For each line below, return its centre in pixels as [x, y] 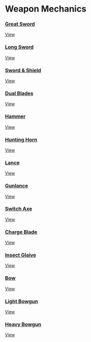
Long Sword [19, 47]
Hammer [15, 116]
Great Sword [20, 24]
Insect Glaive [21, 255]
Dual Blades [19, 93]
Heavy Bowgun [23, 324]
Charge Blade [21, 232]
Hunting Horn [21, 140]
